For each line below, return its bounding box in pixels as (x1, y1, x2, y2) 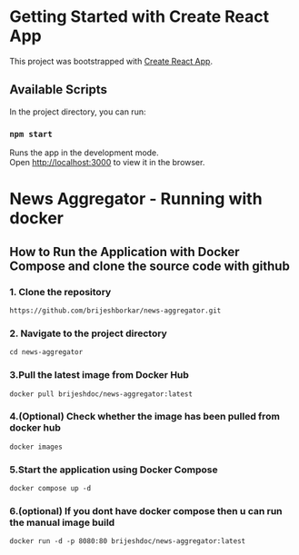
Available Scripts (9, 82, 107, 97)
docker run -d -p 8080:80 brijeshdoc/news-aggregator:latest (9, 537, 246, 546)
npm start (9, 129, 53, 139)
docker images (9, 442, 64, 451)
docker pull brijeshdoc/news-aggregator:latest (9, 389, 194, 399)
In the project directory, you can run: (9, 106, 146, 117)
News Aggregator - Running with (9, 189, 263, 210)
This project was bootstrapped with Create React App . (9, 55, 214, 66)
